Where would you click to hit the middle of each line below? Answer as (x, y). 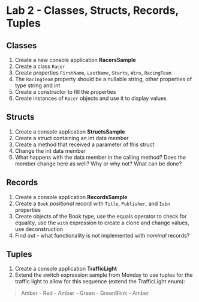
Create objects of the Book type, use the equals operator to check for (101, 216)
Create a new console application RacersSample (75, 60)
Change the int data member (50, 150)
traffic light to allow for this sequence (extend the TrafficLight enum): (100, 282)
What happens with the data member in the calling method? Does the (100, 157)
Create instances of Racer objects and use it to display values (91, 98)
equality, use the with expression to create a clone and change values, (102, 223)
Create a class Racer (40, 66)
